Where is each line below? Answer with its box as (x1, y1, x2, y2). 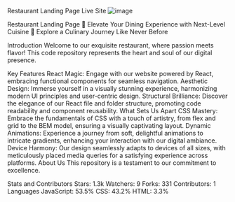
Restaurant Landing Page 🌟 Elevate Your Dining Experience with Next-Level (7, 20, 226, 28)
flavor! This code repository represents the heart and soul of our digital (7, 49, 213, 57)
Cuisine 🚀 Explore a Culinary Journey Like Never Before (7, 28, 168, 36)
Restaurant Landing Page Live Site (7, 7, 107, 15)
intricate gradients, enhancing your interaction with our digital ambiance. (7, 136, 217, 145)
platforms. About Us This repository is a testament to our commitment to (7, 159, 217, 167)
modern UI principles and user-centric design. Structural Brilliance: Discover (7, 92, 228, 100)
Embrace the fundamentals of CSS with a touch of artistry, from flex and (7, 114, 216, 122)
